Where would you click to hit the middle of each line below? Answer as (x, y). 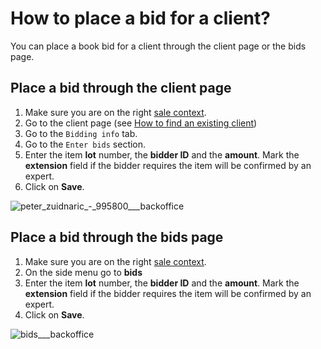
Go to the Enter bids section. (85, 144)
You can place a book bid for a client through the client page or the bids (158, 46)
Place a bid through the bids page (117, 237)
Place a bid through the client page (121, 88)
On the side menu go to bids (83, 272)
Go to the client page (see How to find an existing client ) (141, 123)
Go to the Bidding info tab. (81, 133)
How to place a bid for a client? (140, 18)
